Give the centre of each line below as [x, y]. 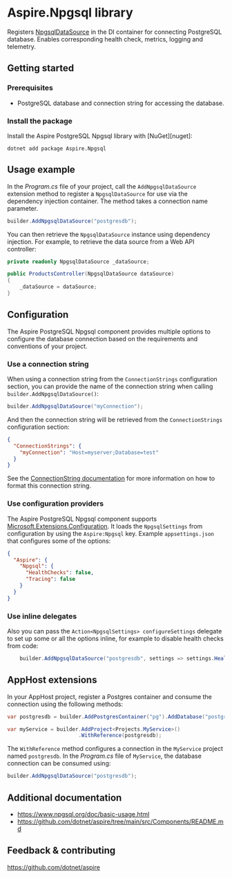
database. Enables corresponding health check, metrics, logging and [105, 39]
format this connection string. [49, 486]
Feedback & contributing [61, 851]
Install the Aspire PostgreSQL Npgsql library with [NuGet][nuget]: [100, 135]
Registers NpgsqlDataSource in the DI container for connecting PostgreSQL [115, 32]
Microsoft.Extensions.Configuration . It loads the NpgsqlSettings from [105, 526]
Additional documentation [65, 798]
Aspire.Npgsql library [70, 13]
